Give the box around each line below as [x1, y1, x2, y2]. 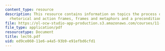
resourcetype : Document [5, 30, 54, 34]
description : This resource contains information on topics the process [5, 12, 157, 17]
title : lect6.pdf [5, 34, 41, 39]
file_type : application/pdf [5, 25, 63, 30]
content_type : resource [5, 7, 54, 12]
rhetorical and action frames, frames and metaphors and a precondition [9, 16, 162, 21]
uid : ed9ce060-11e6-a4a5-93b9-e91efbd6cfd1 [5, 39, 96, 44]
